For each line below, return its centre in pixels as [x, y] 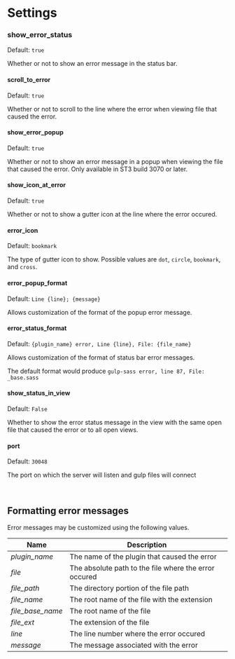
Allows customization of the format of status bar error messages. [101, 357]
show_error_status [40, 35]
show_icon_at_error [37, 185]
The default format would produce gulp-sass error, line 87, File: [106, 371]
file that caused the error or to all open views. [73, 430]
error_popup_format [37, 283]
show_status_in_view [39, 393]
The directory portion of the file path [129, 588]
